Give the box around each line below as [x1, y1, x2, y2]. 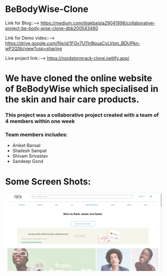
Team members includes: [5, 131, 68, 138]
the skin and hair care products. [5, 94, 140, 105]
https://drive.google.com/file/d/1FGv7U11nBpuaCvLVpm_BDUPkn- [5, 40, 141, 46]
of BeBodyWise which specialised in [5, 83, 159, 95]
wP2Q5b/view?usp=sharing [5, 45, 62, 51]
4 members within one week [5, 118, 75, 125]
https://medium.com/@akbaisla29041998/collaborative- [40, 20, 156, 26]
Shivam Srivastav [12, 153, 48, 159]
